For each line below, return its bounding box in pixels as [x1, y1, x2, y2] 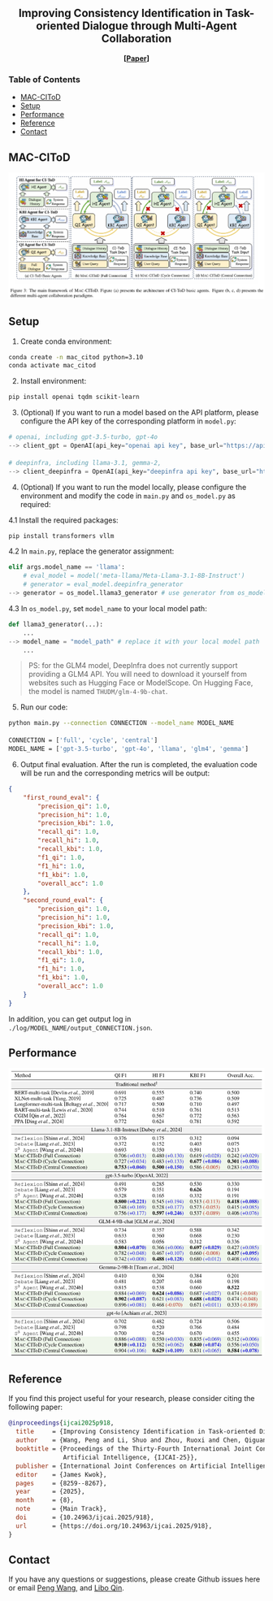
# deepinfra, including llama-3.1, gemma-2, [8, 458, 162, 466]
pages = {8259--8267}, [15, 1479, 107, 1487]
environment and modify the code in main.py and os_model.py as [19, 491, 236, 501]
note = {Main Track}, [15, 1505, 107, 1513]
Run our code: [19, 702, 68, 712]
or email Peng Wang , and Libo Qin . [8, 1583, 124, 1593]
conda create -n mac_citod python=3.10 [8, 353, 144, 361]
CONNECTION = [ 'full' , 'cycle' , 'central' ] [8, 736, 158, 744]
